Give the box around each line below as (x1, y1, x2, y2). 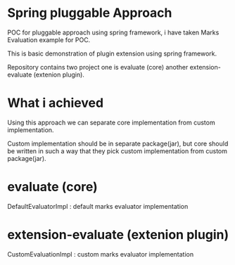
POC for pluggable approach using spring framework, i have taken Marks (7, 28, 220, 37)
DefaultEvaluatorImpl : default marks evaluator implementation (7, 202, 189, 210)
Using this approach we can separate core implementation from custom (7, 118, 216, 127)
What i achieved (7, 95, 104, 111)
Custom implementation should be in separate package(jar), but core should (7, 139, 229, 148)
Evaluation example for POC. (7, 35, 91, 44)
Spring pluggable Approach (7, 5, 172, 21)
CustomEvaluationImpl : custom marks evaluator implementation (7, 250, 194, 258)
